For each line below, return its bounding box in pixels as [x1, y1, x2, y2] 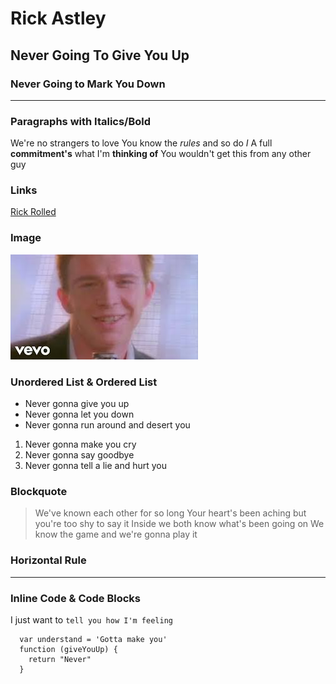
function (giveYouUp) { [19, 644, 118, 654]
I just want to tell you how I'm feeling [10, 613, 173, 626]
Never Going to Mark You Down [10, 77, 166, 91]
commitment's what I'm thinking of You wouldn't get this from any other [10, 148, 312, 160]
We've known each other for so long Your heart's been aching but [34, 507, 307, 519]
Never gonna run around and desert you [24, 419, 191, 431]
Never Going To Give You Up [10, 47, 190, 64]
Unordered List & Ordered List [10, 375, 158, 389]
